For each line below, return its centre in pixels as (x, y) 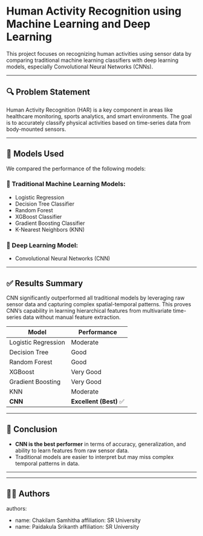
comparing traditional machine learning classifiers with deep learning (92, 60)
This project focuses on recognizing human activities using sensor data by (99, 53)
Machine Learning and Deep (79, 24)
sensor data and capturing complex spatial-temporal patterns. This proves (99, 304)
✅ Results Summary (45, 283)
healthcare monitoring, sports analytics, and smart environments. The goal (99, 116)
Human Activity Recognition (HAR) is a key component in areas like (90, 110)
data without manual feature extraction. (72, 317)
